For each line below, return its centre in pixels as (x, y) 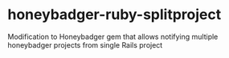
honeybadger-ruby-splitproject (115, 15)
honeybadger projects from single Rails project (85, 44)
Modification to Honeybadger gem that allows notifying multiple (113, 37)
